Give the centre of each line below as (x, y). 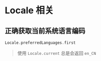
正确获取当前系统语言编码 (45, 31)
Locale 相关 (29, 10)
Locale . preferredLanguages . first (40, 43)
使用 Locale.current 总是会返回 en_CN (57, 53)
